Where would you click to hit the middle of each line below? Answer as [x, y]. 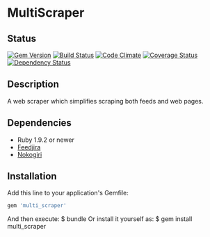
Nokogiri [30, 154]
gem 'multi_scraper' [37, 206]
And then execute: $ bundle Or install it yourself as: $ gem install [100, 219]
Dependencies [39, 123]
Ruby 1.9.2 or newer [46, 140]
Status [22, 39]
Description [33, 84]
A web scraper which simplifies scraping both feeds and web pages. [105, 101]
